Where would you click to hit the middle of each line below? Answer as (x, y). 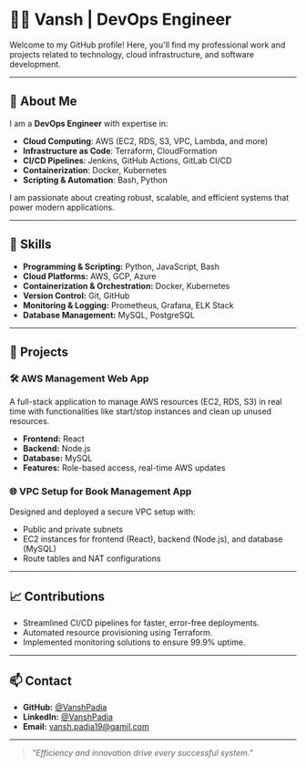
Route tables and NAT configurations (92, 558)
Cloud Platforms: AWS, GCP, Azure (89, 276)
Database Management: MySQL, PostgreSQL (109, 315)
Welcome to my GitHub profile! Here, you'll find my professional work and (148, 45)
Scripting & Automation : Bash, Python (95, 180)
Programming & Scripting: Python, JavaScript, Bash (121, 266)
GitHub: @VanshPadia (65, 708)
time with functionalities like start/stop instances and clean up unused (140, 411)
